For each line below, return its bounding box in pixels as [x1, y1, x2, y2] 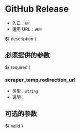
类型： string [12, 88, 38, 94]
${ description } [5, 35, 36, 42]
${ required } [5, 64, 31, 70]
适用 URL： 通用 [12, 26, 42, 32]
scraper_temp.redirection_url [5, 76, 76, 83]
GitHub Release [5, 3, 69, 15]
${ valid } [5, 123, 23, 129]
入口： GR [12, 20, 30, 26]
